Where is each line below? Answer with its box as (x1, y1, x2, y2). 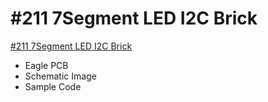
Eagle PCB (24, 59, 69, 71)
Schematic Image (24, 70, 97, 82)
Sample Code (24, 80, 82, 92)
